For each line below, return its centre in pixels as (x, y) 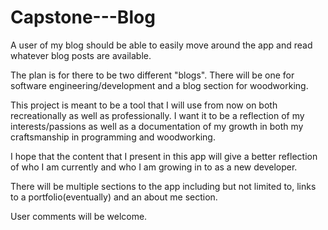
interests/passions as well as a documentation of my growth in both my (157, 126)
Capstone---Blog (83, 17)
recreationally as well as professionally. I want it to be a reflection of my (157, 115)
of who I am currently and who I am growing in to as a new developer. (154, 167)
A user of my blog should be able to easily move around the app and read (161, 45)
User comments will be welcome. (79, 216)
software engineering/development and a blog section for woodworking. (159, 85)
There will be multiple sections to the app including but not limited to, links (163, 186)
